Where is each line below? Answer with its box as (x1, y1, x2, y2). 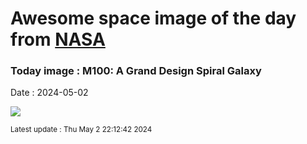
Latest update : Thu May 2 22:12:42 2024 (10, 125, 153, 135)
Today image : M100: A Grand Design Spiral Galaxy (10, 64, 262, 78)
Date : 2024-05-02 (10, 87, 89, 99)
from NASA (10, 28, 106, 51)
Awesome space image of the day (10, 7, 297, 30)
